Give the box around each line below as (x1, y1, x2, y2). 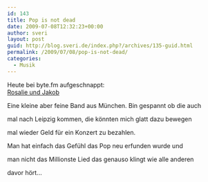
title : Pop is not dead (7, 17, 76, 24)
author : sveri (7, 29, 48, 37)
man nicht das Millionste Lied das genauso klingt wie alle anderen (7, 155, 194, 163)
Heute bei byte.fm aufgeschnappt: (7, 80, 105, 89)
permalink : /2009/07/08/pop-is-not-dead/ (7, 49, 129, 56)
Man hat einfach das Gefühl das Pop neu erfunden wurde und (7, 141, 183, 149)
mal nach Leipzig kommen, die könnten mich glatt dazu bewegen (7, 115, 192, 123)
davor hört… (7, 168, 43, 176)
